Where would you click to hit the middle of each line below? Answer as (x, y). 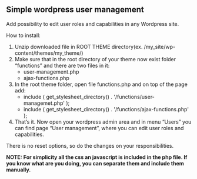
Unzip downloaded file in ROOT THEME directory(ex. (79, 47)
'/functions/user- (134, 97)
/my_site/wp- (159, 47)
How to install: (24, 35)
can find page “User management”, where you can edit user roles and (99, 128)
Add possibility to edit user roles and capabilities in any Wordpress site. (93, 24)
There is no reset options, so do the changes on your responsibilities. (90, 145)
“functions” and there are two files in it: (62, 65)
